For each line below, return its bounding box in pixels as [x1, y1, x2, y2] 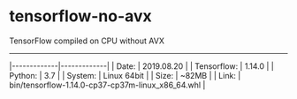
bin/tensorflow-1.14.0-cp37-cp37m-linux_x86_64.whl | [9, 80, 206, 90]
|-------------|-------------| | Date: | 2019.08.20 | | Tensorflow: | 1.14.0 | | [9, 60, 274, 72]
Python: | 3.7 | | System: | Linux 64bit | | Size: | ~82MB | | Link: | [9, 70, 241, 80]
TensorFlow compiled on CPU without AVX [9, 35, 165, 46]
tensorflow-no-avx [9, 6, 152, 27]
